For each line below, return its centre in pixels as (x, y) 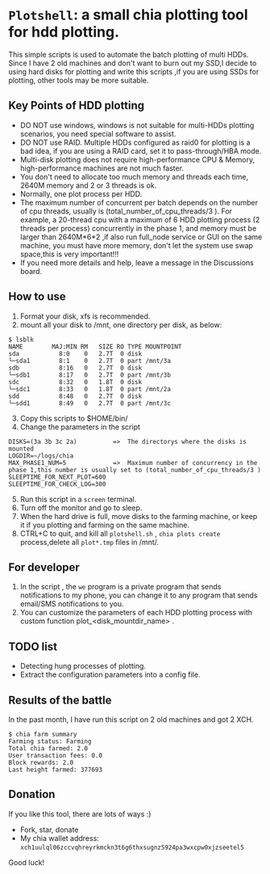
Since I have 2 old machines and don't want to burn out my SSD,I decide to (133, 63)
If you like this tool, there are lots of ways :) (80, 813)
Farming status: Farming (50, 741)
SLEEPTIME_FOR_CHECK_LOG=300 (57, 484)
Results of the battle (60, 700)
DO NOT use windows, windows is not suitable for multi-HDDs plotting (137, 125)
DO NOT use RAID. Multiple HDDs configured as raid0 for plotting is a (135, 142)
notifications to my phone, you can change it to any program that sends (139, 595)
